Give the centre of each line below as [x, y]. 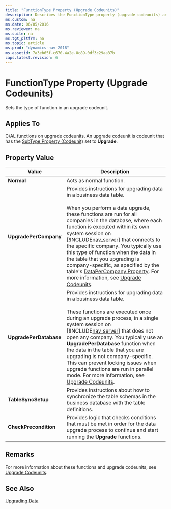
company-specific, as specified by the [113, 265]
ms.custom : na [20, 19]
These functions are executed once [109, 312]
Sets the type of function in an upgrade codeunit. [57, 108]
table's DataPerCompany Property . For [113, 271]
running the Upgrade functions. [104, 437]
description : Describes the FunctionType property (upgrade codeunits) [83, 15]
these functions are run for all [102, 214]
